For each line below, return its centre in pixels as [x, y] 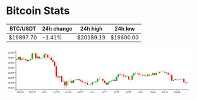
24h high [91, 29]
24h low [124, 29]
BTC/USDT [23, 29]
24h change [57, 29]
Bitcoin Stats [38, 11]
